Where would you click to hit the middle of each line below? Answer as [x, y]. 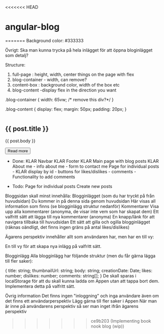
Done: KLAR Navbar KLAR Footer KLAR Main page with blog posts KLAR [85, 161]
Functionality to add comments [44, 177]
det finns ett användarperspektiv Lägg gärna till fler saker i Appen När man [81, 301]
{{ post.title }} [27, 129]
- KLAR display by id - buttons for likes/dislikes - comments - [74, 171]
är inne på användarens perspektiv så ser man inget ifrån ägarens [72, 306]
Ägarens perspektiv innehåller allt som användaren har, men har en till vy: [80, 237]
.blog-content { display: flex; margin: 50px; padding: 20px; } [66, 109]
